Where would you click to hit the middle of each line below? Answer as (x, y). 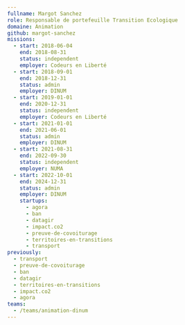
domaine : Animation (35, 26)
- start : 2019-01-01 (43, 98)
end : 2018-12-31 (43, 78)
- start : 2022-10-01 (43, 175)
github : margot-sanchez (42, 33)
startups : (34, 201)
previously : (24, 253)
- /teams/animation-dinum (51, 311)
